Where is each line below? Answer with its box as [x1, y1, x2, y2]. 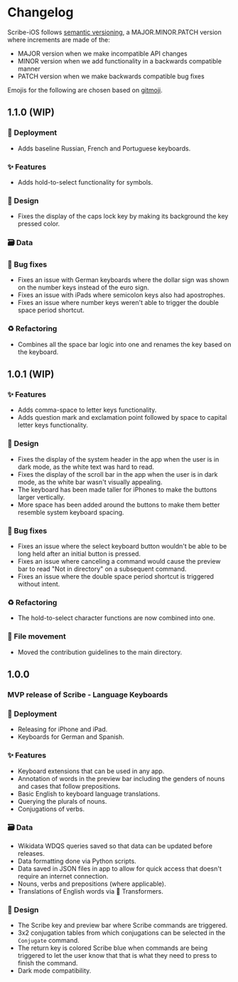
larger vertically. [17, 492, 65, 501]
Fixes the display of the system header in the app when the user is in [17, 455, 220, 463]
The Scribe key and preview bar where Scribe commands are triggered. [17, 921, 228, 930]
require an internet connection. [17, 872, 109, 880]
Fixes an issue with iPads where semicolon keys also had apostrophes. [17, 291, 225, 299]
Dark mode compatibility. [17, 966, 92, 975]
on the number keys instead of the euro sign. [17, 283, 149, 292]
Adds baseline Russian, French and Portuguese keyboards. [17, 144, 191, 153]
